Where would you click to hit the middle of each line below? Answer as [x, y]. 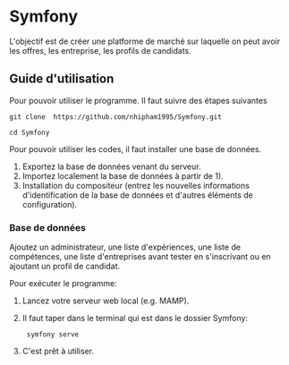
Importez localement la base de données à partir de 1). [123, 175]
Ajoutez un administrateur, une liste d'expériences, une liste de [125, 247]
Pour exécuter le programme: [64, 284]
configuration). [50, 204]
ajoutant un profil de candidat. [65, 267]
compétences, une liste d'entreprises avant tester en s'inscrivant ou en [140, 257]
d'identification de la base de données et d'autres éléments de [137, 195]
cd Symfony [30, 132]
